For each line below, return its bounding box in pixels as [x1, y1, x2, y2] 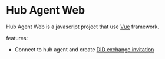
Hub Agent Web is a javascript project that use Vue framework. [6, 23, 160, 30]
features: [6, 34, 28, 41]
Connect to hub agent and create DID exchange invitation [14, 45, 154, 53]
